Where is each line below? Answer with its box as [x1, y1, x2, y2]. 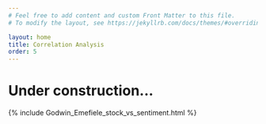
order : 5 [8, 48, 37, 56]
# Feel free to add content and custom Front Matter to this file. [8, 11, 236, 20]
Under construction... [8, 82, 154, 100]
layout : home [8, 33, 51, 41]
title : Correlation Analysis [8, 40, 104, 48]
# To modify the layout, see [8, 19, 104, 27]
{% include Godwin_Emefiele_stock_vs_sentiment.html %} [8, 108, 197, 118]
